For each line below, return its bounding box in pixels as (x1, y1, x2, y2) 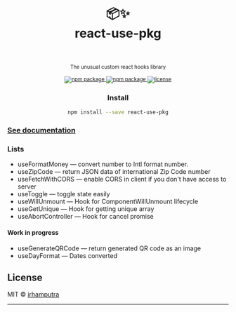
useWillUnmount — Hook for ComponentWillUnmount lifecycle (17, 197, 199, 206)
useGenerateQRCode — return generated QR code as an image (17, 244, 202, 252)
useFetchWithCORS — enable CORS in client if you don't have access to (17, 175, 227, 184)
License (7, 271, 43, 283)
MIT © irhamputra (7, 290, 60, 299)
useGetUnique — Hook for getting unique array (17, 205, 155, 213)
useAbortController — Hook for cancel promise (17, 212, 154, 221)
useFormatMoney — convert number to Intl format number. (17, 160, 188, 168)
